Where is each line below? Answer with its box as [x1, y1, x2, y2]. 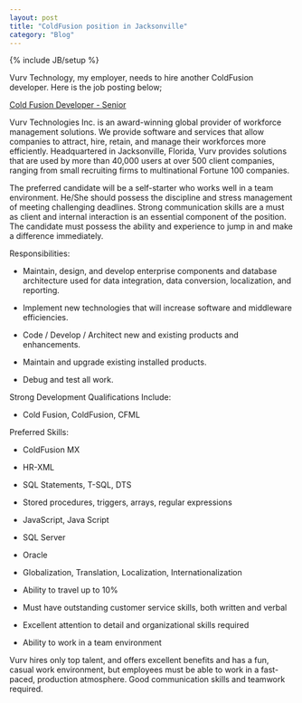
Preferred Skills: [9, 427, 70, 438]
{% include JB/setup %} [9, 55, 99, 66]
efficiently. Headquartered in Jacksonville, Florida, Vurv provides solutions [9, 146, 288, 157]
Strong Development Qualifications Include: [9, 392, 172, 403]
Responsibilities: [9, 248, 71, 259]
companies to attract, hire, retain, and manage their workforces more [9, 137, 267, 147]
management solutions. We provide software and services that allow [9, 127, 265, 138]
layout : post [9, 13, 59, 23]
